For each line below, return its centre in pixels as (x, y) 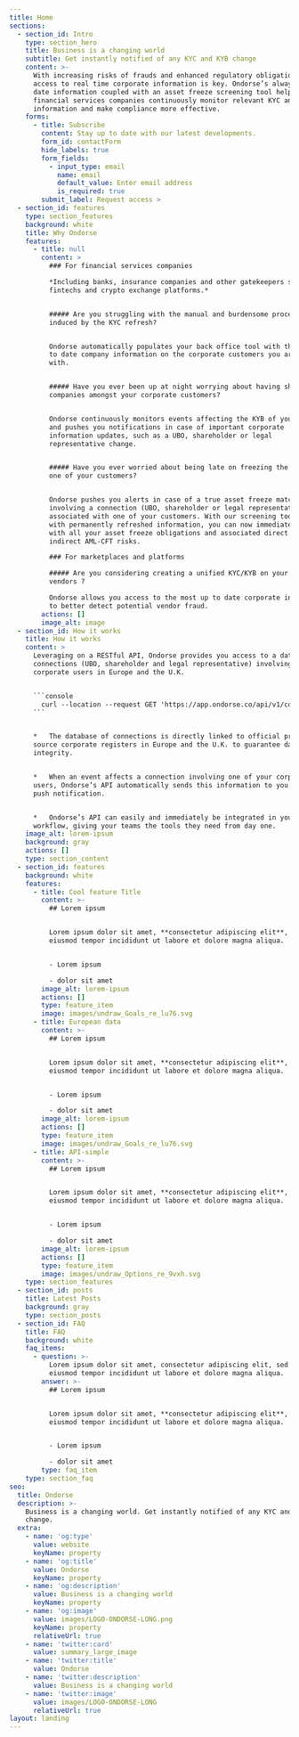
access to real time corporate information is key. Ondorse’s (150, 84)
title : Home (31, 17)
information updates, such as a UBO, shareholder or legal (161, 436)
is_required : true (91, 192)
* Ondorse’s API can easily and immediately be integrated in (154, 817)
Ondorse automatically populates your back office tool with (164, 347)
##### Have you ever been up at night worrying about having (164, 387)
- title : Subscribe (69, 126)
